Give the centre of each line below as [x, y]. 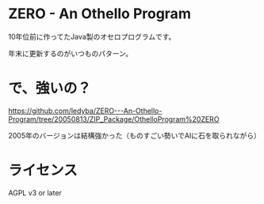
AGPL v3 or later [35, 193]
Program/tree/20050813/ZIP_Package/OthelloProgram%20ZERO [114, 119]
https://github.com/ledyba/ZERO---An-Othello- [85, 111]
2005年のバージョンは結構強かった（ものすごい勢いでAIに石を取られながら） [135, 135]
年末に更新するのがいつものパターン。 [71, 53]
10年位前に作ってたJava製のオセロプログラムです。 [92, 36]
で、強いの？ [50, 89]
